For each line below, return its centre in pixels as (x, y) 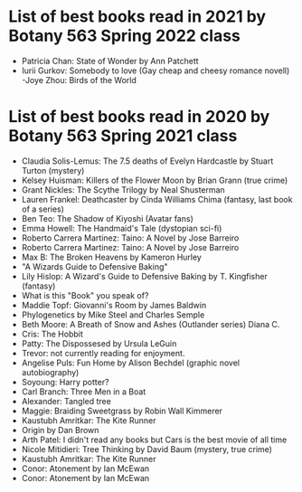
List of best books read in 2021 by (137, 17)
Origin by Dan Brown (60, 430)
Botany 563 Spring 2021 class (123, 136)
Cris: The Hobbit (52, 334)
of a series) (43, 209)
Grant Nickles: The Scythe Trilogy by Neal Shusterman (123, 189)
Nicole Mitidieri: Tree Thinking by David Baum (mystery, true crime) (147, 449)
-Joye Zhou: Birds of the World (79, 80)
